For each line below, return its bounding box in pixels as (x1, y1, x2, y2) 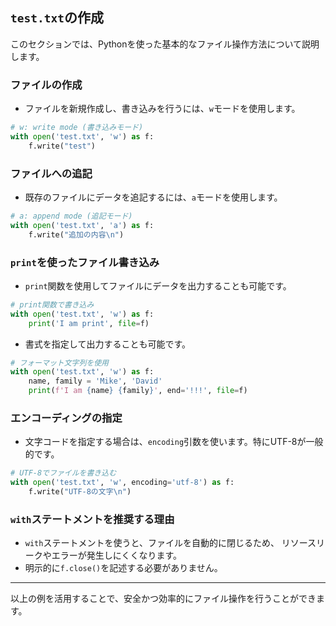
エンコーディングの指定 (10, 411, 123, 425)
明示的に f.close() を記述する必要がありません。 (24, 562, 223, 574)
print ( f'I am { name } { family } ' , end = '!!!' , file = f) (28, 386, 248, 396)
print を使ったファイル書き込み (10, 255, 160, 269)
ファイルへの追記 (10, 166, 93, 180)
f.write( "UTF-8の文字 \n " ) (28, 487, 132, 497)
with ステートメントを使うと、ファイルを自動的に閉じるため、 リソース (24, 537, 317, 549)
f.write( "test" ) (28, 141, 97, 151)
